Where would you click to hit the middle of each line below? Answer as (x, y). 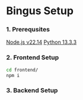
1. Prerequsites (28, 30)
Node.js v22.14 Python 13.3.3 (41, 42)
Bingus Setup (40, 11)
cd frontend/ (22, 70)
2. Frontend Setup (33, 57)
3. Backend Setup (32, 91)
